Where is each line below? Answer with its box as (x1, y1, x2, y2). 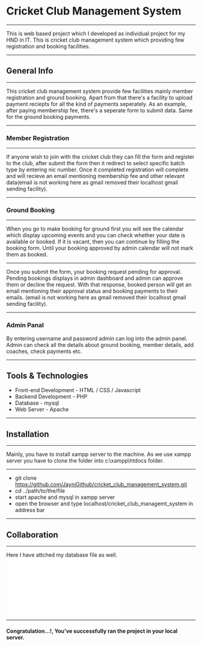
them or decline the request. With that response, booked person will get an (6, 281, 192, 288)
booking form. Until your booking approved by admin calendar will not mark (6, 244, 194, 252)
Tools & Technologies (6, 371, 88, 381)
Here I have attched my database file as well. (6, 551, 118, 559)
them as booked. (6, 251, 48, 258)
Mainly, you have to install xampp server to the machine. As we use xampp (6, 451, 191, 458)
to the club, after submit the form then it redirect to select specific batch (6, 160, 185, 167)
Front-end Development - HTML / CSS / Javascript (14, 387, 141, 394)
